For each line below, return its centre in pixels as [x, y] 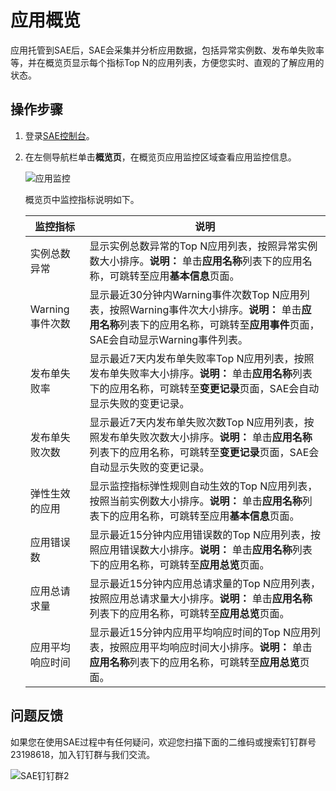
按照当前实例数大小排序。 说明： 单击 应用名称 [196, 501]
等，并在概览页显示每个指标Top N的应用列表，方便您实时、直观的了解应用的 [167, 62]
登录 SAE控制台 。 [59, 135]
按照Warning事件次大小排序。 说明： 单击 [205, 309]
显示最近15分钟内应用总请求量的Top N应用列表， [205, 583]
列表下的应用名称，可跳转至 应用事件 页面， [219, 324]
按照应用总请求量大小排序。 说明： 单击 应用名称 [201, 598]
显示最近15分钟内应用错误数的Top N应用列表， [200, 534]
